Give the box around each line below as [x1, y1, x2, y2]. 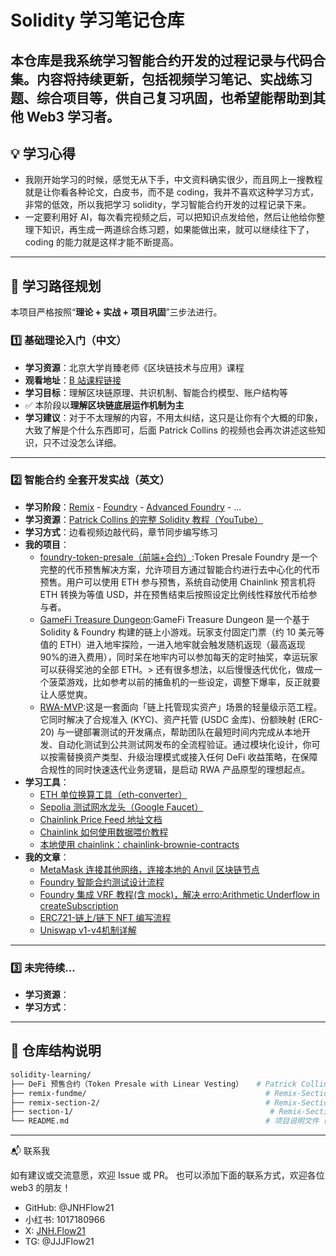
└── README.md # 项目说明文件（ [10, 1116, 327, 1126]
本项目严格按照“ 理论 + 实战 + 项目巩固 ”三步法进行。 [10, 306, 223, 318]
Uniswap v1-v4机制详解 [39, 924, 137, 936]
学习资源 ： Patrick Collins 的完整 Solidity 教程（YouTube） [24, 513, 264, 525]
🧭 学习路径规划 [10, 277, 102, 295]
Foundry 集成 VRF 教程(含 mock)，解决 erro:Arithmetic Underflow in [39, 888, 320, 900]
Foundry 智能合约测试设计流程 [39, 876, 165, 888]
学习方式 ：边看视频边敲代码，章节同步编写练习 [24, 526, 218, 538]
